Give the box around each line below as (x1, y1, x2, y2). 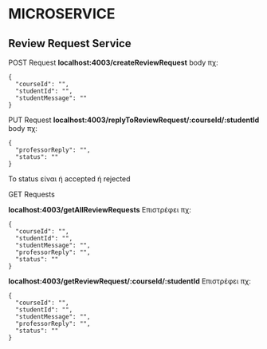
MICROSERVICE (8, 5, 116, 23)
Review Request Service (8, 37, 132, 50)
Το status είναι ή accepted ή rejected (8, 174, 131, 184)
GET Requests (8, 189, 56, 199)
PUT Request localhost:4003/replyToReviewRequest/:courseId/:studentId (8, 115, 260, 125)
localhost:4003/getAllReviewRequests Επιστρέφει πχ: (8, 205, 191, 214)
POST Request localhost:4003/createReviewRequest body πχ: (8, 58, 219, 67)
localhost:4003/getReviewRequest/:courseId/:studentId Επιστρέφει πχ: (8, 276, 251, 286)
